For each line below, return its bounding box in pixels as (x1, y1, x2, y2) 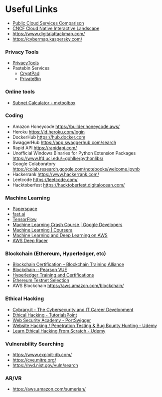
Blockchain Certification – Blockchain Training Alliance (12, 261, 125, 267)
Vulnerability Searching (5, 340, 64, 347)
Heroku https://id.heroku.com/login (12, 128, 85, 134)
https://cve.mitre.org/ (12, 357, 56, 363)
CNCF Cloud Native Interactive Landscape (12, 25, 100, 31)
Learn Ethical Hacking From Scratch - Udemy (12, 327, 106, 333)
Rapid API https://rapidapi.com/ (12, 144, 77, 150)
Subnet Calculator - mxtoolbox (12, 99, 76, 105)
